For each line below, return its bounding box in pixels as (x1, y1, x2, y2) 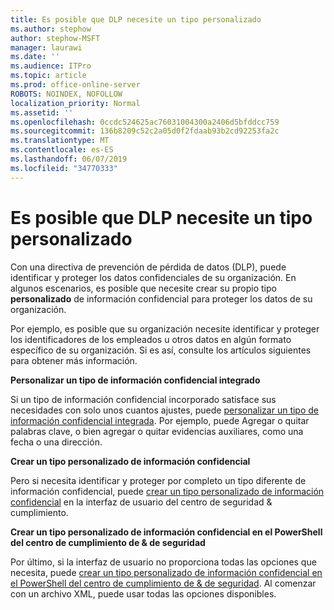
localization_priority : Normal (10, 98, 141, 108)
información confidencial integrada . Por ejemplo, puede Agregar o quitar (10, 414, 310, 426)
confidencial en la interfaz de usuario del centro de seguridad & (10, 496, 273, 508)
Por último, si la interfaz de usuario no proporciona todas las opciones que (10, 556, 317, 568)
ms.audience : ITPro (10, 61, 92, 71)
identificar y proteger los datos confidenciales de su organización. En (10, 271, 297, 283)
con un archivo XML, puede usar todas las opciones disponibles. (10, 587, 277, 600)
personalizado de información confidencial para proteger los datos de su (10, 292, 313, 305)
